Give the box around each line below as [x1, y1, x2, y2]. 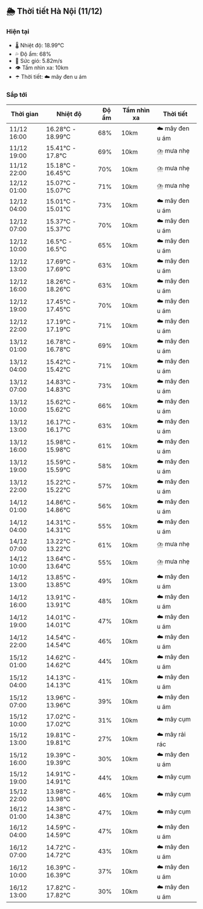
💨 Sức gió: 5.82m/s [14, 57, 63, 64]
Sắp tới [6, 90, 27, 99]
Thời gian [11, 110, 39, 118]
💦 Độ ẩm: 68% [14, 50, 51, 58]
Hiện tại [6, 27, 30, 36]
